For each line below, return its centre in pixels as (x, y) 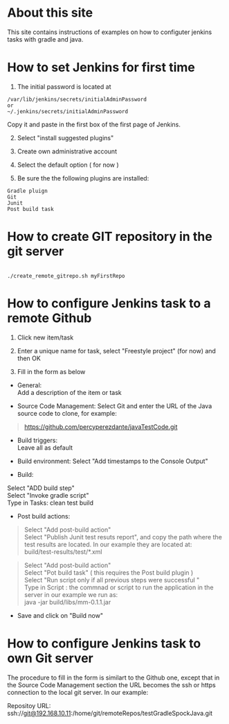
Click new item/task (45, 337)
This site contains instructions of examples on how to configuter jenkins (110, 32)
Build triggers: (37, 440)
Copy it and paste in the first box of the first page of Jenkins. (94, 124)
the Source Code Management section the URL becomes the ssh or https (111, 684)
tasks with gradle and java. (45, 39)
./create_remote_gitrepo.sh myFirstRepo (66, 276)
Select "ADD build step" (41, 488)
